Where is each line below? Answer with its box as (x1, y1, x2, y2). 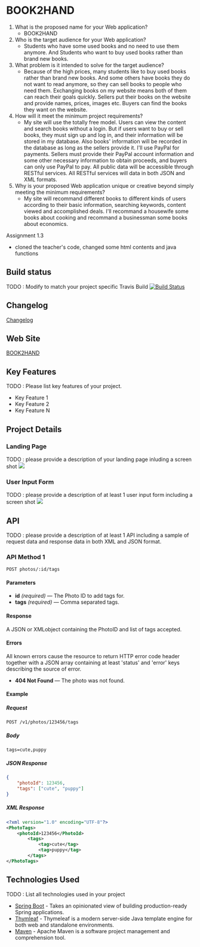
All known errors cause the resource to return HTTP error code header (6, 652, 180, 659)
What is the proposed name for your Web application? (14, 23, 148, 30)
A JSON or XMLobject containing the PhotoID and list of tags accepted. (6, 625, 182, 633)
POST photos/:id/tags (6, 566, 60, 573)
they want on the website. (23, 106, 88, 113)
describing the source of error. (6, 665, 82, 673)
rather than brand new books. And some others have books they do (23, 74, 190, 81)
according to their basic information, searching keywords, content (23, 201, 186, 208)
